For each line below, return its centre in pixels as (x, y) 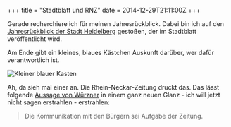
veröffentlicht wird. (35, 39)
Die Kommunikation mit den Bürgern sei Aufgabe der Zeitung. (114, 116)
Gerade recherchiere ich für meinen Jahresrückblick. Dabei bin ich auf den (115, 24)
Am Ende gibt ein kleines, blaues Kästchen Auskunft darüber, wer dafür (111, 53)
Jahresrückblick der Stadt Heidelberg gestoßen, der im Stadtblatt (102, 31)
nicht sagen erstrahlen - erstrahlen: (59, 102)
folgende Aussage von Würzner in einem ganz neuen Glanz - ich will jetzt (114, 95)
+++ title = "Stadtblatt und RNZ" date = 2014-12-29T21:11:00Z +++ (104, 10)
